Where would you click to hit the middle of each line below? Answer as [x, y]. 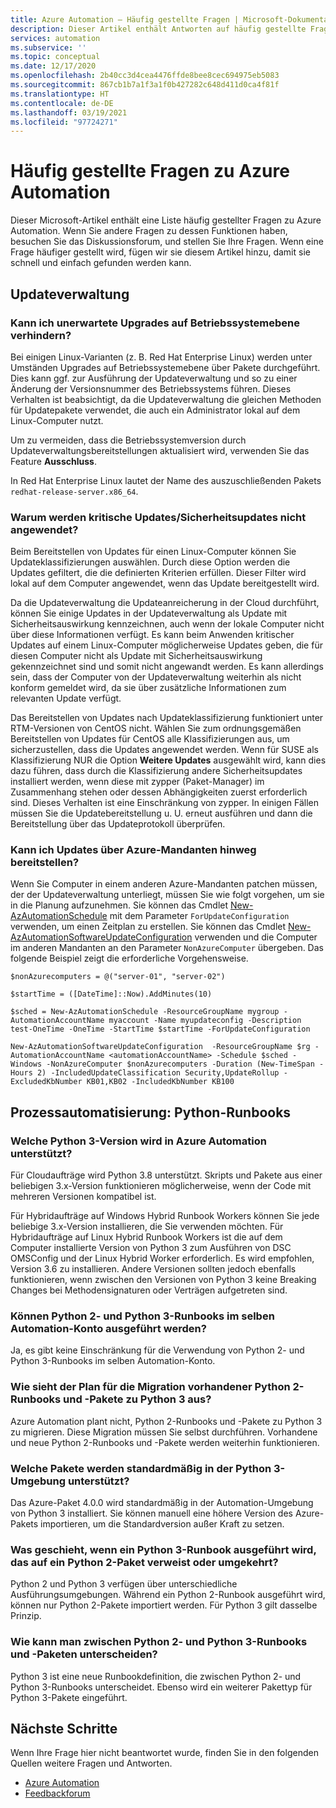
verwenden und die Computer [256, 937]
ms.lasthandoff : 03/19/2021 [69, 112]
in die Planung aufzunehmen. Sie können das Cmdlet [119, 905]
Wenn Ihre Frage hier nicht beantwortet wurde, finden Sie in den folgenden [164, 1753]
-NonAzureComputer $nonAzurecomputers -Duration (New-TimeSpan [180, 1064]
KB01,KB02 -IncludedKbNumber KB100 [160, 1082]
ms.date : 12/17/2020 [53, 66]
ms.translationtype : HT [60, 94]
